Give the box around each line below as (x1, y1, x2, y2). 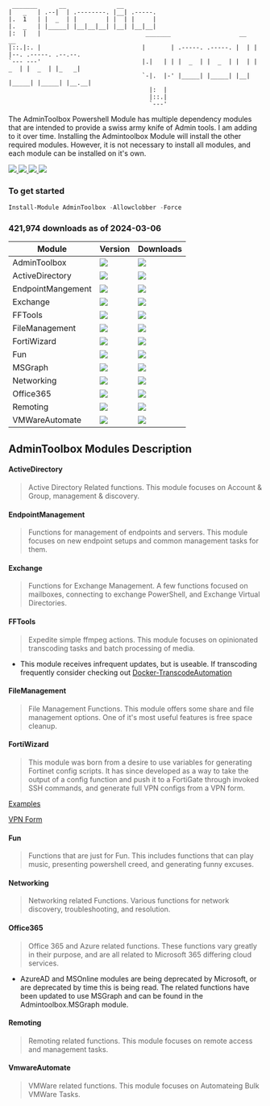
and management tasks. (27, 1044, 109, 1054)
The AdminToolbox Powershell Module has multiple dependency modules (8, 115, 252, 124)
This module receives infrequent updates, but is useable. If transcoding (19, 659, 258, 668)
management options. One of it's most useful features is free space (27, 712, 252, 722)
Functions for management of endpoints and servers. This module (27, 527, 248, 538)
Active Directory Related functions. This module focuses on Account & (27, 483, 263, 492)
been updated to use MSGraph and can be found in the (19, 991, 204, 1000)
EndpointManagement (8, 509, 85, 519)
